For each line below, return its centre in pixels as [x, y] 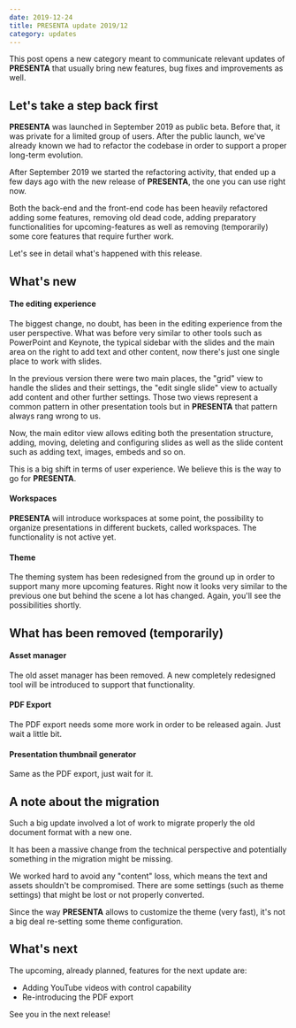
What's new [43, 281]
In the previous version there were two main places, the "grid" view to [136, 378]
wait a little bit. [36, 733]
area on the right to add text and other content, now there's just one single [144, 351]
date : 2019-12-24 [41, 17]
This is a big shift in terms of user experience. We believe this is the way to [145, 469]
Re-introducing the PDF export [78, 997]
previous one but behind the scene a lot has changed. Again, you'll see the [145, 596]
